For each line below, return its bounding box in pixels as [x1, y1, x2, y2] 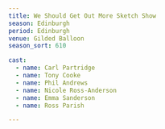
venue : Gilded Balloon [8, 34, 85, 43]
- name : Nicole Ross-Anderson [15, 86, 117, 94]
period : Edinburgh [8, 27, 70, 35]
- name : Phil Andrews [15, 78, 89, 87]
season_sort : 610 [8, 42, 67, 50]
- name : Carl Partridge [15, 64, 95, 73]
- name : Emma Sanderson [15, 94, 95, 102]
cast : [8, 56, 27, 64]
